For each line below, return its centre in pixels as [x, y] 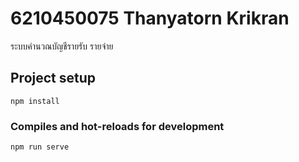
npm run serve [40, 147]
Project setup [53, 78]
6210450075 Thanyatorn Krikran [150, 18]
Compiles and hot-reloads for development [117, 126]
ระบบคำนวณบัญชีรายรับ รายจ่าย [62, 46]
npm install [35, 101]
